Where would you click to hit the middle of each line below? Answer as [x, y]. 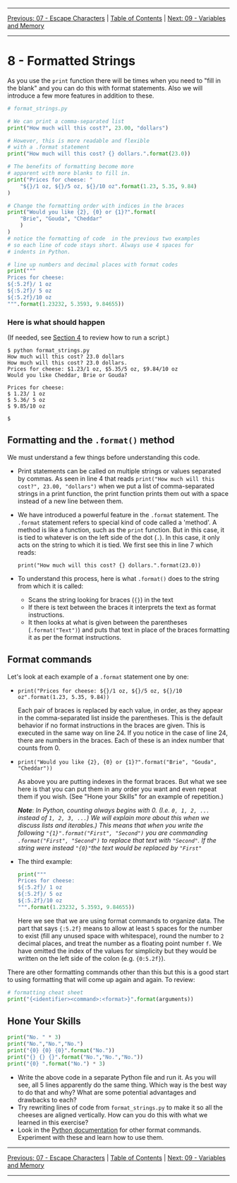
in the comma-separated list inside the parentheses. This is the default [120, 717]
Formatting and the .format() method [91, 440]
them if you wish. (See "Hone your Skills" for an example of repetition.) [120, 796]
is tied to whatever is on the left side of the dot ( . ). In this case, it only [119, 537]
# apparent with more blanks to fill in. [69, 173]
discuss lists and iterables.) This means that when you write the [110, 825]
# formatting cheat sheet [45, 992]
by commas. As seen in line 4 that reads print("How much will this [116, 478]
